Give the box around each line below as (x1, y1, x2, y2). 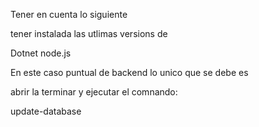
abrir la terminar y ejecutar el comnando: (10, 86, 178, 98)
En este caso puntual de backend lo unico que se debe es (10, 67, 249, 78)
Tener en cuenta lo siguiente (10, 9, 128, 20)
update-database (10, 105, 82, 117)
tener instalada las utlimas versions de (10, 28, 168, 39)
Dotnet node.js (10, 47, 72, 59)
